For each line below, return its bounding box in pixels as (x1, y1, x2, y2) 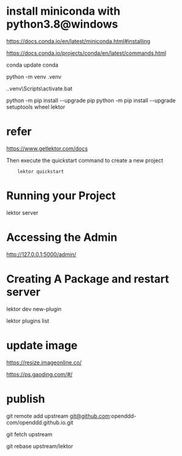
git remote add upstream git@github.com (6, 412, 110, 419)
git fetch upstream (6, 430, 53, 438)
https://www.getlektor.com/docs (6, 145, 88, 152)
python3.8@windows (6, 17, 118, 31)
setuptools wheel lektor (6, 103, 65, 111)
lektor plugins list (6, 317, 49, 325)
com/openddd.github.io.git (6, 419, 73, 426)
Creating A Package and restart (6, 272, 169, 285)
